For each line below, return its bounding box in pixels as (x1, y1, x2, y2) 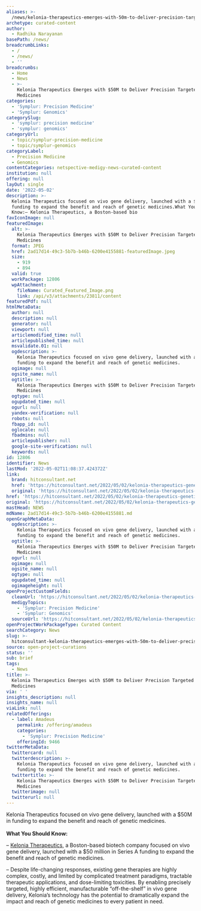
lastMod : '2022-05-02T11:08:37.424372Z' (6, 466, 109, 472)
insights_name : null (6, 699, 58, 706)
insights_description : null (6, 694, 77, 700)
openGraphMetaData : (6, 516, 55, 522)
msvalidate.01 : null (11, 343, 63, 349)
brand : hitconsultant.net (11, 477, 77, 483)
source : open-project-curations (6, 644, 87, 650)
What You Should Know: (6, 830, 68, 837)
